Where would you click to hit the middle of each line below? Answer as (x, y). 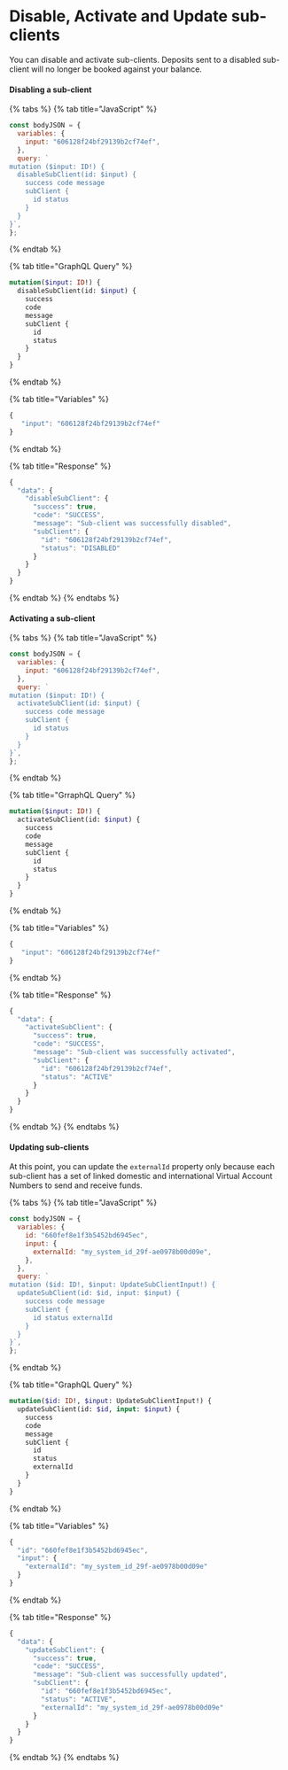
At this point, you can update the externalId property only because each (142, 1167)
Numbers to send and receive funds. (76, 1185)
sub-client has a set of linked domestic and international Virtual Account (141, 1176)
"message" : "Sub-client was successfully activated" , (134, 1052)
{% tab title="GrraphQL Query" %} (72, 796)
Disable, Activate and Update (119, 16)
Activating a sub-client (52, 618)
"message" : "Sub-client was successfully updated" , (130, 1675)
